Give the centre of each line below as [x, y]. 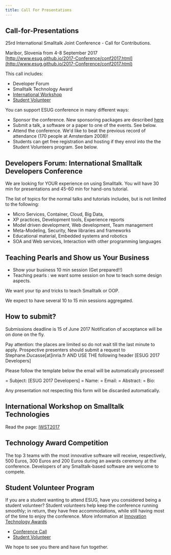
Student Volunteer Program [50, 488]
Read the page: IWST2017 [33, 427]
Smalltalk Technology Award [43, 89]
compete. [15, 472]
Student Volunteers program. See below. [55, 147]
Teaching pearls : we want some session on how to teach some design [87, 275]
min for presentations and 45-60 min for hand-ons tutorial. [67, 189]
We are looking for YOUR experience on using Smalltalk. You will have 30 [82, 184]
